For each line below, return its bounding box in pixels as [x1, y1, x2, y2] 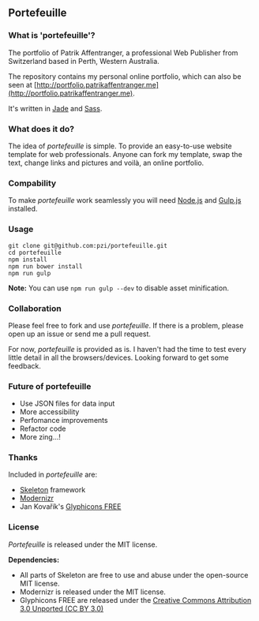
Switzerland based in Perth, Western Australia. [8, 56, 160, 65]
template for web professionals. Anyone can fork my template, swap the [8, 149, 242, 159]
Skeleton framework [19, 485, 86, 495]
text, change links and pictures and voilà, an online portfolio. [8, 158, 205, 167]
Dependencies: [8, 555, 60, 564]
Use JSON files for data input [19, 398, 115, 409]
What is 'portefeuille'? [8, 30, 96, 41]
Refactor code [19, 424, 66, 433]
